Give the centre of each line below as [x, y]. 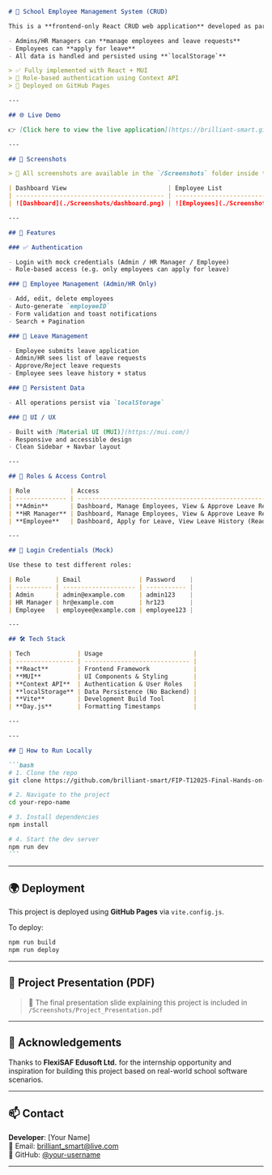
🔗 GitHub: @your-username [55, 1154]
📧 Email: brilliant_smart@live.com [64, 1146]
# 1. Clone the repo [43, 773]
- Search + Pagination [47, 321]
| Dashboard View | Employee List [115, 188]
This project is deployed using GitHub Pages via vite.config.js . [116, 912]
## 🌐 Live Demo [34, 115]
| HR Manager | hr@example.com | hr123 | [101, 602]
